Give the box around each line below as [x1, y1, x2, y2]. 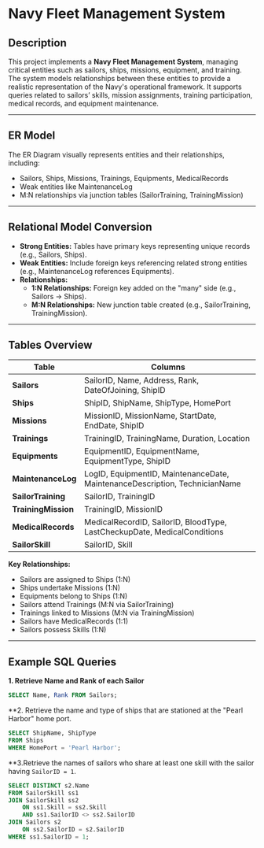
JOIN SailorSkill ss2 [8, 796, 79, 804]
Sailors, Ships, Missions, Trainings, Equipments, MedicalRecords [19, 173, 229, 183]
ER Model [8, 129, 56, 143]
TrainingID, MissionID [83, 504, 163, 515]
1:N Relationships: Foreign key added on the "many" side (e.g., [31, 283, 236, 292]
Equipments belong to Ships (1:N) [19, 591, 128, 601]
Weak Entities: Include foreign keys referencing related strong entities [19, 257, 247, 268]
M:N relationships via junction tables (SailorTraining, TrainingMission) [19, 190, 244, 199]
